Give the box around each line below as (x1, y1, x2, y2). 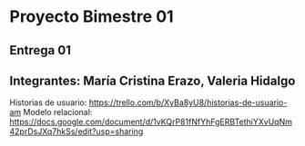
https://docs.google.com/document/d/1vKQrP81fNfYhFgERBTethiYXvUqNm (9, 116, 293, 128)
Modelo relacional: (23, 107, 93, 118)
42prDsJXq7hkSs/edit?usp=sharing (9, 126, 144, 137)
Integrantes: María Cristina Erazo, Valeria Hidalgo (9, 73, 296, 88)
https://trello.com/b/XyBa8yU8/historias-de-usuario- (88, 97, 288, 108)
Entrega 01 (9, 43, 71, 58)
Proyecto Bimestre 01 (9, 6, 175, 27)
